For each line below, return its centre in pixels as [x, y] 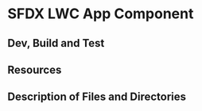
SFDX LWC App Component [101, 14]
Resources [35, 69]
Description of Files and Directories [97, 97]
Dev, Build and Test [56, 43]
